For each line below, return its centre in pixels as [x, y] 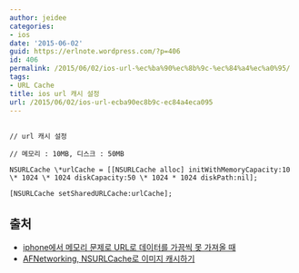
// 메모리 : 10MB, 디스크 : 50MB [67, 154]
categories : [32, 26]
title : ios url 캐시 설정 [55, 93]
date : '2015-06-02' [46, 43]
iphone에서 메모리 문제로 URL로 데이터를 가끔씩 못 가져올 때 [129, 248]
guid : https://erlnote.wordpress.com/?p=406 [95, 52]
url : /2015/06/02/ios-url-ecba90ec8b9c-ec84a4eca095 [111, 102]
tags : [20, 77]
